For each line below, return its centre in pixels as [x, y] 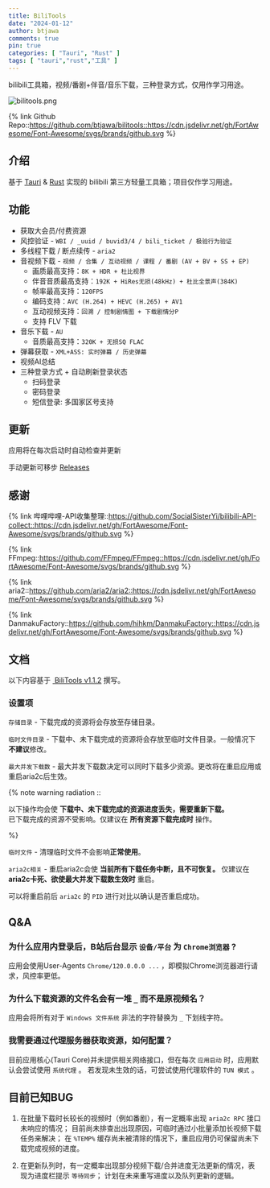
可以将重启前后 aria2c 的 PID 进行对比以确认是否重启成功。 [106, 896]
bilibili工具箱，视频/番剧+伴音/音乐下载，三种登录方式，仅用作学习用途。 [128, 85]
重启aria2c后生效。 [40, 776]
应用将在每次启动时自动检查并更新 [65, 450]
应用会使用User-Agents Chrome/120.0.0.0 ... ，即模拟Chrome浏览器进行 [130, 965]
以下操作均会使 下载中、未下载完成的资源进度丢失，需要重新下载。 [119, 809]
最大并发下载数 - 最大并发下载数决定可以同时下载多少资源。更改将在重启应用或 [135, 767]
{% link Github [32, 116]
